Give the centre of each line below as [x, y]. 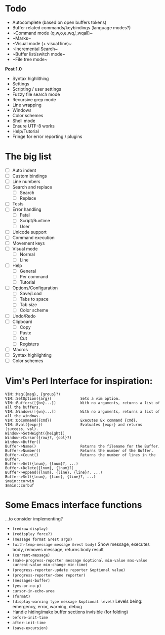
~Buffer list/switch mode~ [39, 54]
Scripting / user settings [37, 89]
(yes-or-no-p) [27, 586]
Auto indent [24, 170]
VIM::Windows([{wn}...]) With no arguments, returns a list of [83, 412]
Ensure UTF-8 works [34, 126]
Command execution [33, 237]
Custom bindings [30, 176]
